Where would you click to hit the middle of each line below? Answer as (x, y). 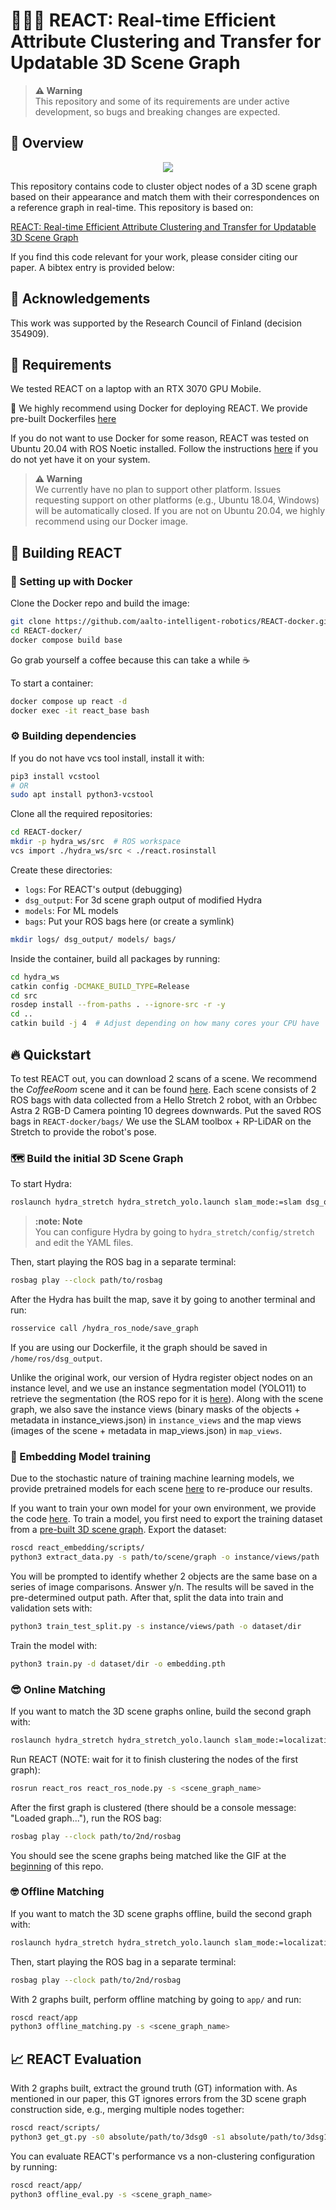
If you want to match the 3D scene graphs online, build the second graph (161, 1711)
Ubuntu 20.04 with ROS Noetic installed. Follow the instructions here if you (164, 449)
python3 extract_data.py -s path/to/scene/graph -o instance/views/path (165, 1557)
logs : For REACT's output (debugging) (103, 889)
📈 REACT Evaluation (76, 2059)
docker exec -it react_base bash (80, 710)
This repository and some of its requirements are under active (162, 101)
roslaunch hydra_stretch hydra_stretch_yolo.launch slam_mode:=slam (156, 1202)
